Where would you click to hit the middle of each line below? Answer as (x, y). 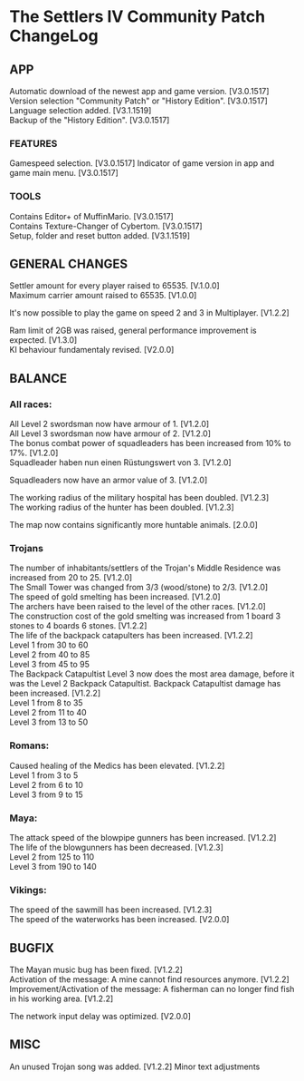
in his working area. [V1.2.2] (62, 998)
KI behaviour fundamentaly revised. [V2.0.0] (92, 350)
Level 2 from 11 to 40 (48, 713)
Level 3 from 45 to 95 (50, 665)
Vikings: (28, 890)
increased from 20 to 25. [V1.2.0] (71, 578)
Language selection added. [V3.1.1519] (81, 110)
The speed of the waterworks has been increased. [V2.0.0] (119, 920)
